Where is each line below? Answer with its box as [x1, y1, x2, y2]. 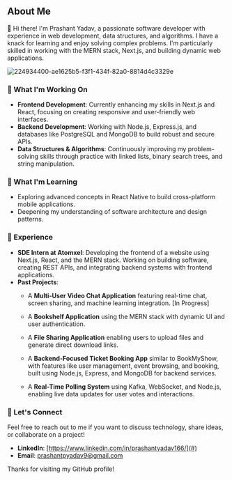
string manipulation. [17, 160, 75, 168]
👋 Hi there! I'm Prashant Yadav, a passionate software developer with [7, 24, 206, 32]
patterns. [17, 215, 44, 224]
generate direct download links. [27, 341, 119, 349]
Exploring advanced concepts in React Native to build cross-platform [17, 193, 216, 201]
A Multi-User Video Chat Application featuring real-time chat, [27, 291, 208, 300]
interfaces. [17, 115, 49, 124]
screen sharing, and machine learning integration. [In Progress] [27, 299, 210, 307]
